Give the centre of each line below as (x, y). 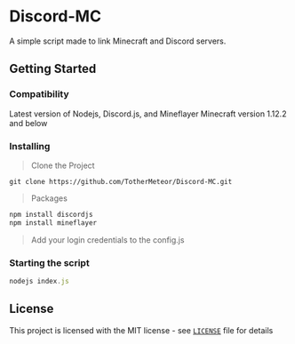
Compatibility (39, 94)
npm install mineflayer (53, 223)
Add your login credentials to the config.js (108, 240)
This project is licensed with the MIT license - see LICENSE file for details (141, 330)
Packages (49, 198)
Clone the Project (63, 165)
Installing (30, 146)
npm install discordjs (51, 214)
